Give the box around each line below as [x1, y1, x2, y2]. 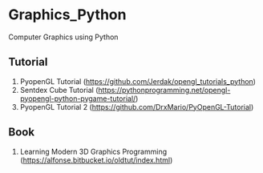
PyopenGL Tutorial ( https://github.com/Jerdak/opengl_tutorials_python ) [19, 76, 257, 86]
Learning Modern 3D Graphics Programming [19, 147, 167, 156]
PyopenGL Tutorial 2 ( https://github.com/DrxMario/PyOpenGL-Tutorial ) [19, 102, 254, 111]
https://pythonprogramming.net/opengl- [98, 85, 231, 95]
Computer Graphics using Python [8, 32, 119, 42]
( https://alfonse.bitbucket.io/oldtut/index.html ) [19, 155, 173, 165]
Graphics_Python [8, 6, 127, 24]
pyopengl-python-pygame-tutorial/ [19, 94, 136, 103]
